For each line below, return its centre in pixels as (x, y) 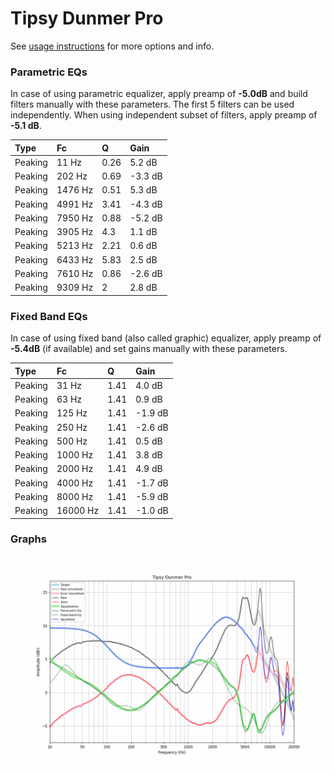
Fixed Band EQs (49, 316)
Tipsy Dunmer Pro (87, 18)
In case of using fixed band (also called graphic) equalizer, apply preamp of (166, 338)
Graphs (28, 539)
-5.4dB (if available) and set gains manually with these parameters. (149, 349)
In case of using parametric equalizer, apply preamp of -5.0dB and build (159, 94)
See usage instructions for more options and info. (112, 46)
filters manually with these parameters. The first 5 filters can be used (152, 104)
